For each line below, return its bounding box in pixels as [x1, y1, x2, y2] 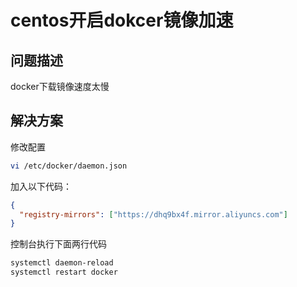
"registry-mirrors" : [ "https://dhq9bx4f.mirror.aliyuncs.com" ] [19, 209, 288, 220]
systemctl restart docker [10, 267, 118, 278]
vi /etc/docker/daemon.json [10, 161, 128, 171]
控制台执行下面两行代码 [10, 238, 107, 250]
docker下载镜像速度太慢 [10, 81, 110, 92]
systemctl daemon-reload [10, 258, 114, 268]
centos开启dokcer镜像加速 [10, 9, 234, 32]
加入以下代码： [10, 180, 72, 192]
